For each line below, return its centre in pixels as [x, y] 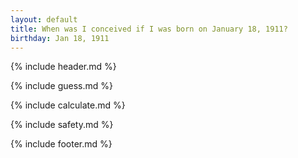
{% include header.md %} [63, 67]
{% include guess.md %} [61, 86]
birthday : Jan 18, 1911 [60, 38]
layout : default [44, 19]
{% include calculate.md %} [68, 105]
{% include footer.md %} [61, 144]
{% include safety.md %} [62, 125]
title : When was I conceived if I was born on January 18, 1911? [149, 29]
